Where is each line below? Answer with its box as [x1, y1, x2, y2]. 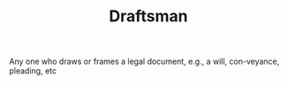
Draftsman [109, 6, 188, 27]
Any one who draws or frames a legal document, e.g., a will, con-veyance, [9, 56, 280, 67]
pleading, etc [9, 66, 57, 76]
